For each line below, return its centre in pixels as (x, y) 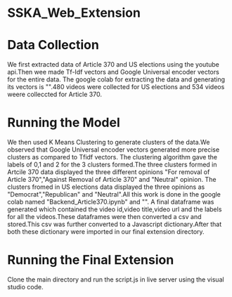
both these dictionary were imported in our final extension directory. (106, 232)
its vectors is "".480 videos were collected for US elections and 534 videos (116, 87)
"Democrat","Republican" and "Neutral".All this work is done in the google (114, 194)
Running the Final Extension (91, 260)
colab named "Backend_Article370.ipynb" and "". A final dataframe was (111, 202)
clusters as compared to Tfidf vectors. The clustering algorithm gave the (112, 157)
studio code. (25, 287)
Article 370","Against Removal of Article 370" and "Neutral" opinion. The (112, 180)
